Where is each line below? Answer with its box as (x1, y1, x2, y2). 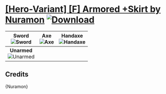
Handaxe (61, 32, 83, 39)
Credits (5, 70, 29, 78)
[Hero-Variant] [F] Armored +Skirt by (5, 3, 161, 15)
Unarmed (9, 46, 32, 53)
